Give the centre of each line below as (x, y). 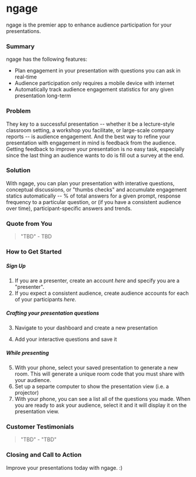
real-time (26, 77)
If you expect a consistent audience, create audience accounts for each (102, 293)
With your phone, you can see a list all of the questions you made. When (102, 399)
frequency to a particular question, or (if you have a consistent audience (94, 202)
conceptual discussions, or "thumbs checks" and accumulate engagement (97, 189)
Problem (19, 111)
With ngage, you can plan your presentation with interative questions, (90, 183)
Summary (21, 46)
